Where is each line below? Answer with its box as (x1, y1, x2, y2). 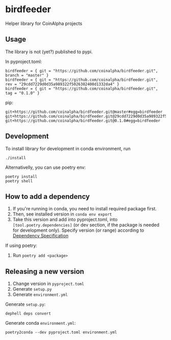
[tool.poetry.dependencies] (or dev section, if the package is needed (12, 222, 159, 228)
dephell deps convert (5, 311, 51, 316)
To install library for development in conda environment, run (5, 145, 131, 151)
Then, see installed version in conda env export (12, 211, 112, 217)
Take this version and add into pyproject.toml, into (12, 217, 118, 223)
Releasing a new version (5, 267, 84, 275)
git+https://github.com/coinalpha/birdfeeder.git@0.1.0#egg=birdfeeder (5, 118, 160, 123)
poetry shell (5, 178, 33, 183)
